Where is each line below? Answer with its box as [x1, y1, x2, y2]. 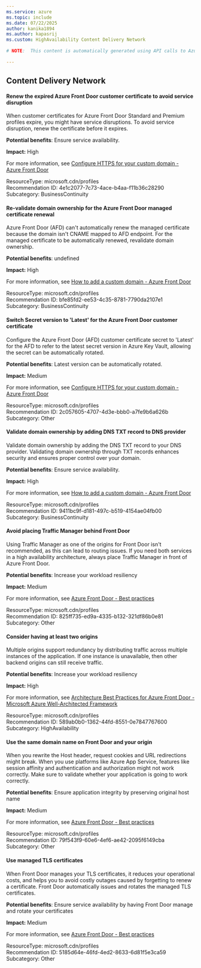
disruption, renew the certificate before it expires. [6, 125, 129, 132]
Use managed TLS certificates [6, 857, 84, 864]
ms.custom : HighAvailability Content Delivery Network [6, 37, 146, 43]
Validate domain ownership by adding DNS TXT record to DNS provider [6, 428, 187, 435]
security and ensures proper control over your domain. [6, 454, 141, 461]
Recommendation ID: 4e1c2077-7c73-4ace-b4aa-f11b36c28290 [6, 184, 165, 192]
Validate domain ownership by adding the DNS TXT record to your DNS [6, 441, 181, 449]
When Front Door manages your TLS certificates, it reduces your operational [6, 870, 195, 877]
